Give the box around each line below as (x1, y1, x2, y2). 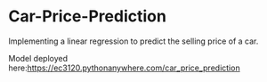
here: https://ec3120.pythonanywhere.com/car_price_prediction (8, 62, 241, 73)
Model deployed (8, 53, 69, 63)
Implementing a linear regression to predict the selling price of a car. (8, 36, 259, 46)
